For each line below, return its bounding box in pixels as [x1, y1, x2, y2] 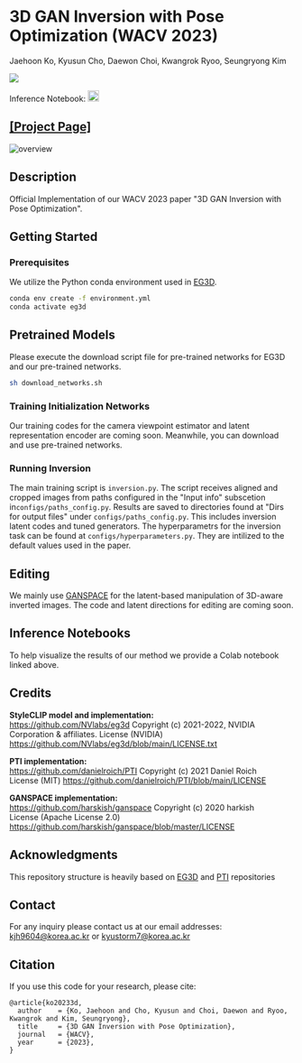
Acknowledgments [9, 847, 119, 863]
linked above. [9, 659, 59, 670]
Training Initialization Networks [9, 400, 151, 412]
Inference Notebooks [9, 625, 131, 642]
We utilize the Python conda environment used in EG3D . [9, 277, 217, 288]
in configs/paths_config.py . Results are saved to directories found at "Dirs [9, 502, 284, 513]
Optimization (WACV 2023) [9, 25, 218, 46]
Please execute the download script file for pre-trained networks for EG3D [9, 351, 286, 362]
